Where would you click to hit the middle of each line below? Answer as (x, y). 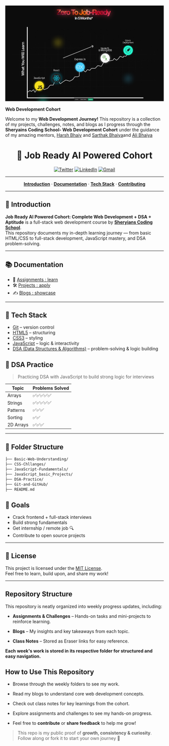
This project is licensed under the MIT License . (54, 568)
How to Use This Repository (50, 672)
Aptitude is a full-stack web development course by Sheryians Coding (79, 222)
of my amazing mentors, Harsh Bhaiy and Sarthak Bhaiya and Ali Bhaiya (79, 135)
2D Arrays (18, 425)
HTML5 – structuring (34, 333)
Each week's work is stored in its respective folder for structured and (79, 651)
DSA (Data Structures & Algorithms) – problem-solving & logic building (85, 349)
